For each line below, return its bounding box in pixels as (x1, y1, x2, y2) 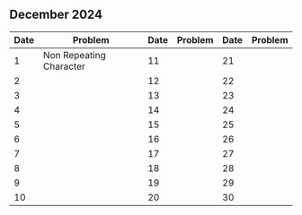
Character (43, 60, 85, 73)
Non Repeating (43, 48, 106, 61)
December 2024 (9, 7, 103, 22)
